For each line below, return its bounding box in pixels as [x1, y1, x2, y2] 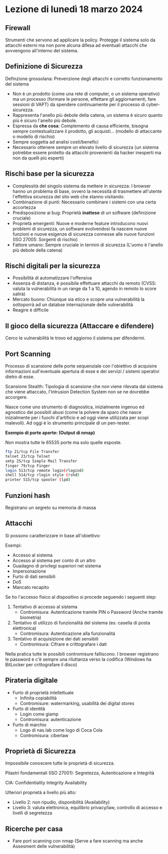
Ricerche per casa [5, 824, 63, 833]
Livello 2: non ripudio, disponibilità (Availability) [12, 799, 110, 805]
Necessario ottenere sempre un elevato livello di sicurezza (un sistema [12, 144, 159, 150]
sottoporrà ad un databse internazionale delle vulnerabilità [12, 302, 133, 308]
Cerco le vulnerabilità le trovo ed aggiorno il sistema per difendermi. [5, 335, 145, 341]
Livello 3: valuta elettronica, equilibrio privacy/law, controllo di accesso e [12, 805, 162, 811]
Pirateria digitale [5, 676, 58, 685]
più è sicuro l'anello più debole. [12, 117, 77, 123]
